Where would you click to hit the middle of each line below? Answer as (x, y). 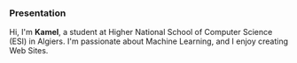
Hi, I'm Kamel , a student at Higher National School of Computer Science (141, 32)
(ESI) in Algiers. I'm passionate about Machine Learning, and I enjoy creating (149, 41)
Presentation (38, 13)
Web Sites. (29, 51)
